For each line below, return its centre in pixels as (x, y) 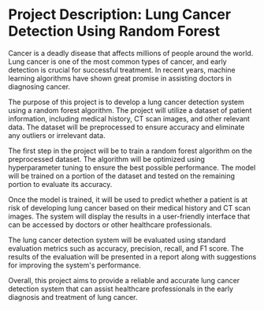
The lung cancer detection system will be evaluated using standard (117, 240)
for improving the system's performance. (75, 265)
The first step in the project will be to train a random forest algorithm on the (130, 151)
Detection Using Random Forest (114, 31)
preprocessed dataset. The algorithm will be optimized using (106, 159)
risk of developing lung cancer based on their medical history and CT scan (129, 207)
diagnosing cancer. (39, 86)
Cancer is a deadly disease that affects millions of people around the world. (131, 53)
